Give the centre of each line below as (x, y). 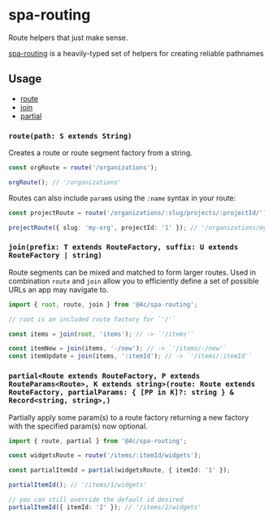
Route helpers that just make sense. (68, 37)
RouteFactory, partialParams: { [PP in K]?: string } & (121, 392)
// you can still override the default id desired (96, 500)
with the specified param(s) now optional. (78, 426)
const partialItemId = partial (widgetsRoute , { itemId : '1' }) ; (119, 470)
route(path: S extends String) (70, 136)
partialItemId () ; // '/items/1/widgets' (78, 485)
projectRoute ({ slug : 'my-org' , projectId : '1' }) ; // (103, 227)
